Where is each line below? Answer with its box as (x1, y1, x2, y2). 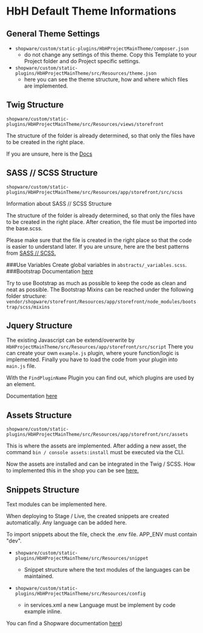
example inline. (24, 608, 62, 615)
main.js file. (6, 362, 36, 370)
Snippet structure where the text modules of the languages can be (24, 566, 190, 573)
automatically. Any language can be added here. (6, 519, 127, 527)
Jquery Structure (6, 320, 73, 331)
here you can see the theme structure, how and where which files (24, 76, 188, 83)
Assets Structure (6, 410, 72, 420)
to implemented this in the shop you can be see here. (6, 467, 139, 474)
